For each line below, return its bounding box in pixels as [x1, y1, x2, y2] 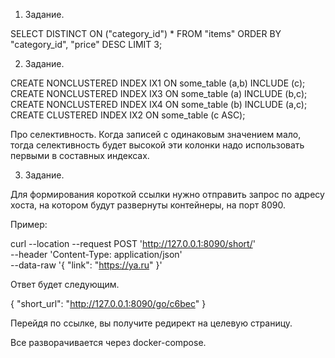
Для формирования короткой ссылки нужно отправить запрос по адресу [10, 189, 325, 200]
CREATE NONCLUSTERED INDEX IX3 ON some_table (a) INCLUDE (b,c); [10, 88, 308, 99]
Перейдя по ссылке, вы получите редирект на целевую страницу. [10, 317, 293, 329]
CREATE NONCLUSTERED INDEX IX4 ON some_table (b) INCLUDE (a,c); [10, 99, 308, 110]
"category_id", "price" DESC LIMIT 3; [10, 39, 163, 50]
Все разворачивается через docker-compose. [10, 337, 207, 348]
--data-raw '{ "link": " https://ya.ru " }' [10, 259, 163, 271]
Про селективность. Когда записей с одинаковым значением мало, [10, 129, 302, 140]
